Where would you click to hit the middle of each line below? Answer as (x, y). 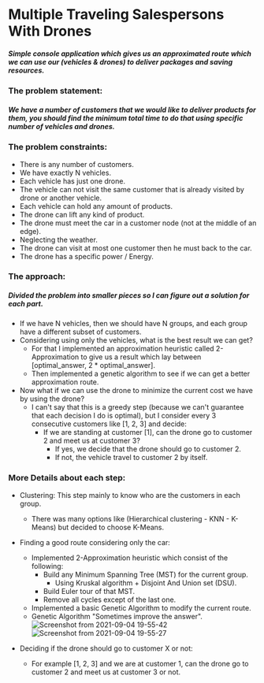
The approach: (37, 277)
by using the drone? (52, 399)
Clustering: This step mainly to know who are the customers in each (130, 495)
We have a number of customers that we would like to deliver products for (132, 110)
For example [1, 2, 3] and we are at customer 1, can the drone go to (140, 663)
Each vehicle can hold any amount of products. (96, 206)
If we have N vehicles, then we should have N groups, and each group (134, 324)
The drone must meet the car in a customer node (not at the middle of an (138, 223)
